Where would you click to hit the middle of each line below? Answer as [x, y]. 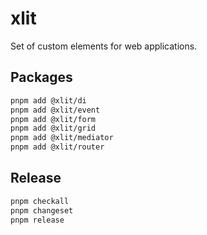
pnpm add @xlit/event [55, 110]
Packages [41, 77]
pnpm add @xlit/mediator [62, 138]
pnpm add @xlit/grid [53, 128]
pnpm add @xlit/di [48, 100]
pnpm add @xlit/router [57, 147]
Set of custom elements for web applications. [104, 46]
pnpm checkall [40, 201]
